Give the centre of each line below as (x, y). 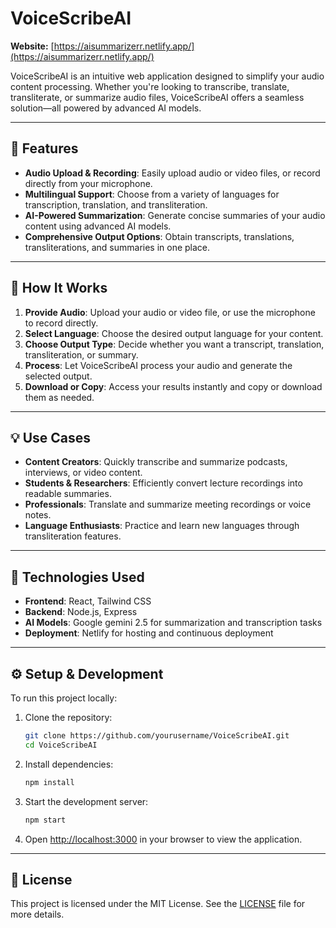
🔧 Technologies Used (77, 577)
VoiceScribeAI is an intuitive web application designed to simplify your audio (167, 76)
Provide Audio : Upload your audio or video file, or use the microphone (170, 312)
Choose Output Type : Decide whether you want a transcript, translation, (174, 344)
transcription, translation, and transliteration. (116, 204)
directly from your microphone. (88, 183)
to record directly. (61, 323)
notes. (38, 515)
